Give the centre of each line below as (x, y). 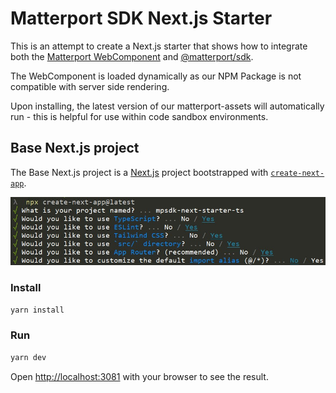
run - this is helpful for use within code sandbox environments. (139, 116)
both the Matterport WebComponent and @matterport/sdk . (132, 56)
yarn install (37, 310)
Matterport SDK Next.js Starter (141, 18)
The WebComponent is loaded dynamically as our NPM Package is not (156, 76)
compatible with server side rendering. (90, 86)
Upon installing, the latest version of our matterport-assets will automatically (167, 106)
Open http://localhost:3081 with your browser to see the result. (139, 376)
